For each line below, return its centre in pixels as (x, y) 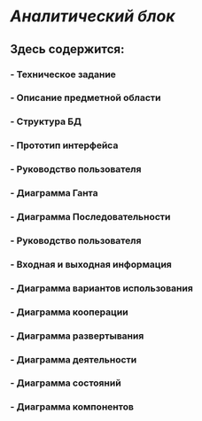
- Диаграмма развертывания (77, 336)
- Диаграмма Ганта (54, 193)
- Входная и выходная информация (91, 264)
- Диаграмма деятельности (74, 359)
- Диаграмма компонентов (72, 407)
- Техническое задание (63, 74)
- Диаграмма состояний (66, 383)
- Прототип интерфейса (64, 145)
